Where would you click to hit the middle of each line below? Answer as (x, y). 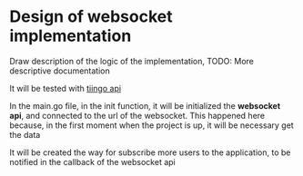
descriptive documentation (60, 71)
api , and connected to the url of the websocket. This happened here (137, 115)
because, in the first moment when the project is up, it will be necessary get (151, 125)
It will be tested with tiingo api (65, 88)
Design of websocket (91, 17)
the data (25, 134)
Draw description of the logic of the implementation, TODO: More (132, 61)
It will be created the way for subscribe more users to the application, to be (150, 152)
